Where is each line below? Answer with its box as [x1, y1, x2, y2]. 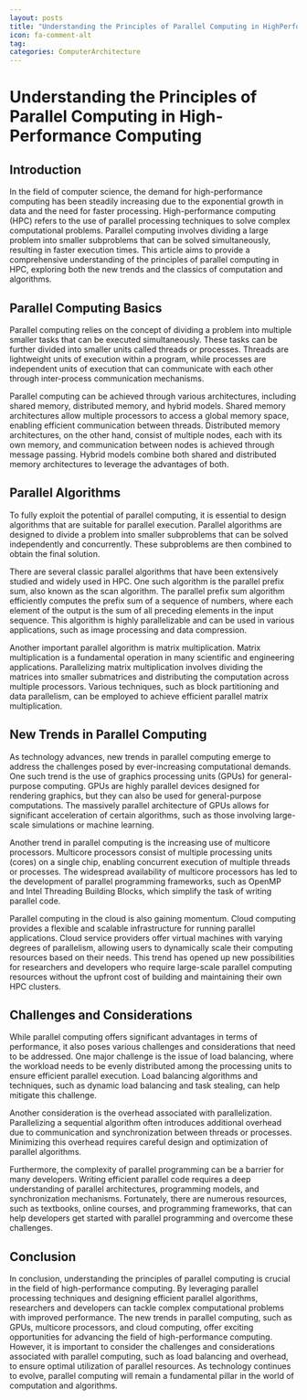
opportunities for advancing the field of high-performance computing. [9, 1331, 273, 1342]
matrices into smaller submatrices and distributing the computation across [9, 671, 290, 682]
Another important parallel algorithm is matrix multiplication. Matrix [9, 642, 261, 653]
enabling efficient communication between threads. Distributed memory [9, 420, 281, 431]
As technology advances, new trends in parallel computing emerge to [9, 751, 271, 762]
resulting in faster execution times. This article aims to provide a [9, 244, 250, 256]
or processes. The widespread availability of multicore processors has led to [9, 866, 298, 877]
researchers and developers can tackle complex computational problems [9, 1302, 285, 1313]
